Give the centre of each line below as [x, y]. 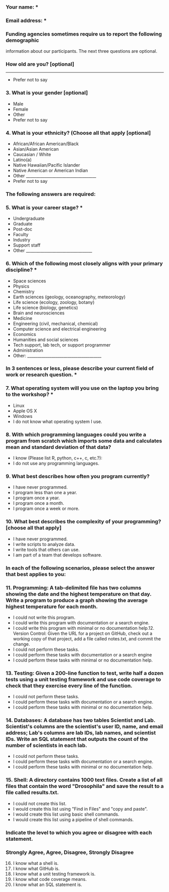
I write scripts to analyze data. [44, 544]
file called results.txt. [32, 793]
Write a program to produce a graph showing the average [77, 600]
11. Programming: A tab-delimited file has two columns [74, 588]
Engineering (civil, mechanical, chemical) [55, 323]
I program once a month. [38, 503]
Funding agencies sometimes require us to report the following [84, 34]
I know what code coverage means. [50, 879]
